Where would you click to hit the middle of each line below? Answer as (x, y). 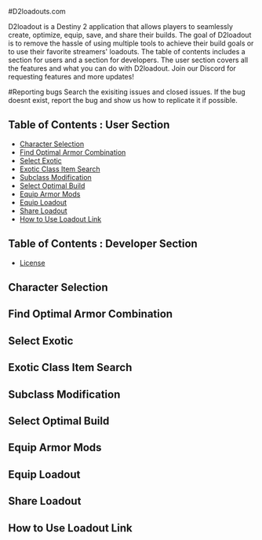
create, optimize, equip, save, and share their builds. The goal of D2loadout (130, 35)
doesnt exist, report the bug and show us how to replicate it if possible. (123, 100)
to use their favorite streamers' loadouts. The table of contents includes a (127, 51)
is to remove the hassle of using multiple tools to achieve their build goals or (131, 43)
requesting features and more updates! (71, 77)
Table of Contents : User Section (89, 125)
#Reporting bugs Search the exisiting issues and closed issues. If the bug (127, 92)
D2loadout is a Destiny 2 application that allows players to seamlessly (121, 26)
